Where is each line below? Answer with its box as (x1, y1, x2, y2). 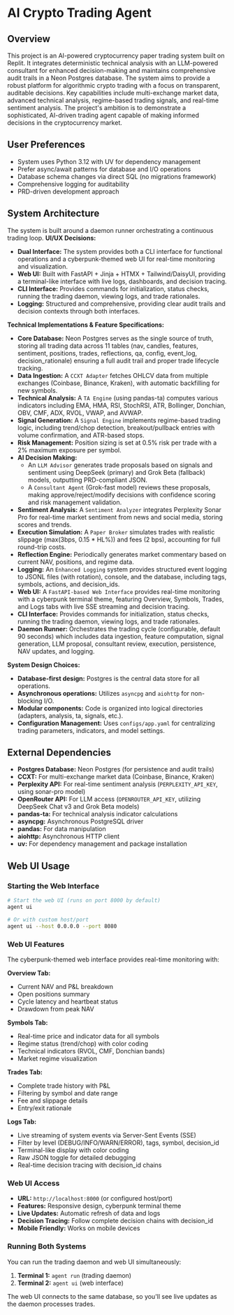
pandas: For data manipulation (17, 825, 106, 833)
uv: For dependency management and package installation (17, 839, 187, 848)
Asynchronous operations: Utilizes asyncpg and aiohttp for (17, 689, 190, 697)
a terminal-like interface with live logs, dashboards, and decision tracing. (17, 277, 227, 285)
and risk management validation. (27, 498, 122, 506)
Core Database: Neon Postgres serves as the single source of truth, (17, 334, 214, 342)
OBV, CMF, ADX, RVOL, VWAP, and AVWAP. (17, 408, 143, 417)
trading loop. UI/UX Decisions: (7, 234, 96, 242)
